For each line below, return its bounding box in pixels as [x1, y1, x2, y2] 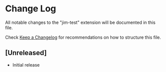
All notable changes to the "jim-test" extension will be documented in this [5, 19, 156, 25]
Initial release [12, 62, 40, 68]
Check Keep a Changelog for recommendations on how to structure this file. [5, 34, 162, 40]
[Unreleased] [5, 49, 47, 57]
